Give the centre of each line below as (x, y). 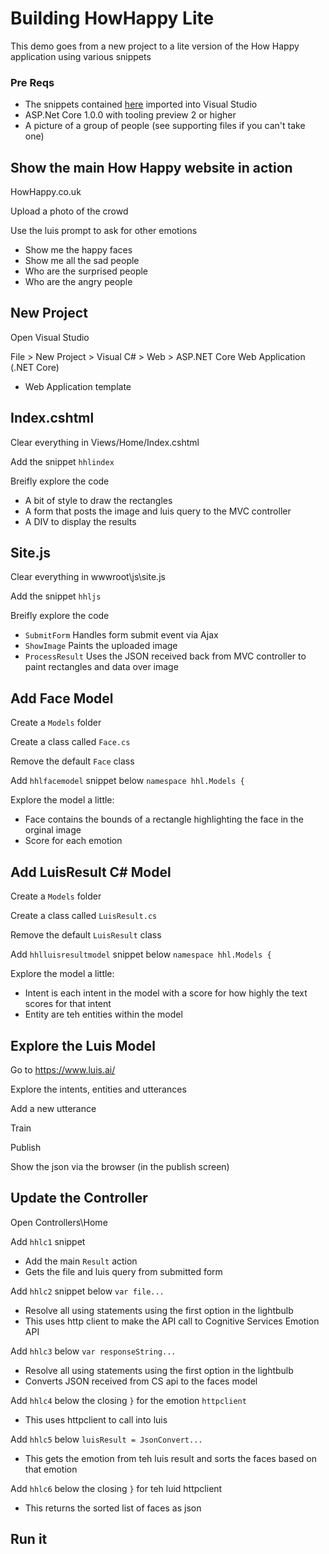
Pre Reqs (32, 82)
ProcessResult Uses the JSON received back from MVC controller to (165, 656)
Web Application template (78, 386)
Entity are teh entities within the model (103, 1014)
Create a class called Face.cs (70, 742)
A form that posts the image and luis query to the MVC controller (158, 511)
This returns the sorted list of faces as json (113, 1508)
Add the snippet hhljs (56, 596)
